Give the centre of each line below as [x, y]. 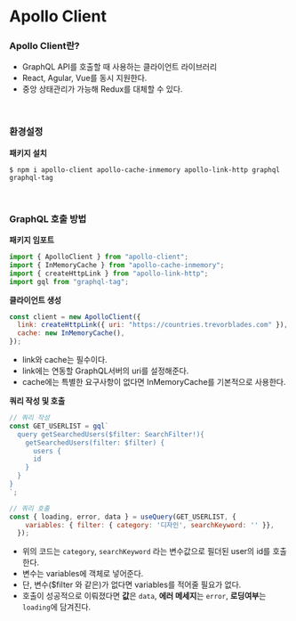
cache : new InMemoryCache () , [71, 333]
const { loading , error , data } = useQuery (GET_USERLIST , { [123, 517]
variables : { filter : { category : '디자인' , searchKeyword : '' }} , [150, 525]
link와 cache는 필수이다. [65, 360]
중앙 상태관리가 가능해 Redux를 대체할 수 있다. [102, 89]
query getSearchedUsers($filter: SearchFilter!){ [111, 434]
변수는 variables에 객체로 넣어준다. [83, 574]
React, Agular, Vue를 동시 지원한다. [84, 78]
